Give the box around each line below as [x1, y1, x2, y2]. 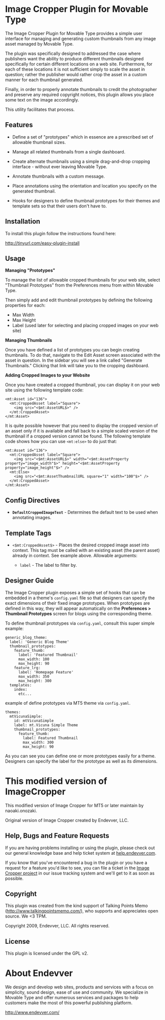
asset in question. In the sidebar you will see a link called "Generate [5, 357, 142, 363]
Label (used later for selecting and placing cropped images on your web [12, 323, 159, 329]
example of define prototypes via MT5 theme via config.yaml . [5, 700, 131, 706]
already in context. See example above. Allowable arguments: [12, 553, 138, 558]
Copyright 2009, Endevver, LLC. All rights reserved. [5, 923, 110, 929]
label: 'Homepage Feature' [18, 670, 74, 675]
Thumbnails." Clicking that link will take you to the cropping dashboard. [5, 363, 149, 369]
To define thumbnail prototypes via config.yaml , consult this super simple [5, 620, 155, 626]
